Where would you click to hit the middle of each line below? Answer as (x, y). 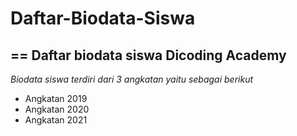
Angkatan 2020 (57, 109)
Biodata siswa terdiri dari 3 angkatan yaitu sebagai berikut (132, 79)
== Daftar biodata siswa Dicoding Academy (148, 55)
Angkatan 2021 (56, 120)
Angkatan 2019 (56, 98)
